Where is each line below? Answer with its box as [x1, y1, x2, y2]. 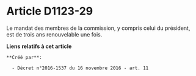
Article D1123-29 [6, 4, 93, 18]
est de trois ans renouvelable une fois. [6, 30, 103, 38]
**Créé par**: [6, 54, 43, 60]
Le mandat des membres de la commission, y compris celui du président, [6, 24, 191, 32]
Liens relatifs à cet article [6, 43, 72, 50]
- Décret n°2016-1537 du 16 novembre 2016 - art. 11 [12, 65, 149, 71]
